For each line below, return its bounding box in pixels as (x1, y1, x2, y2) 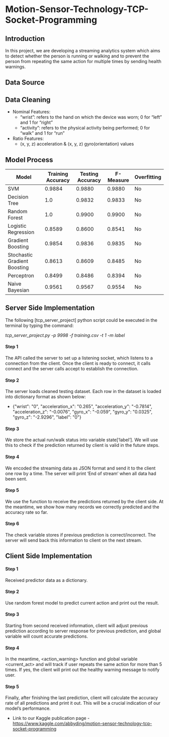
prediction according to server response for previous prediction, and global (5, 628, 161, 634)
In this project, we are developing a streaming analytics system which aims (5, 48, 160, 53)
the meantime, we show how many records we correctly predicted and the (5, 504, 159, 510)
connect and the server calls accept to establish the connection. (5, 366, 138, 372)
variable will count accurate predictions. (5, 633, 89, 639)
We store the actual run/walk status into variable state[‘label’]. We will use (5, 437, 158, 443)
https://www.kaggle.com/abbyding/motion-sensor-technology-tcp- (12, 720, 152, 726)
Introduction (5, 34, 45, 43)
